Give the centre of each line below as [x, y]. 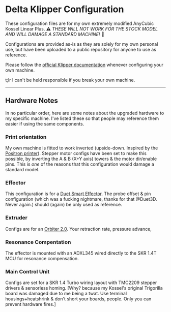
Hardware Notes [32, 101]
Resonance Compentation [38, 242]
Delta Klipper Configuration [65, 9]
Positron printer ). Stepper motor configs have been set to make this [76, 153]
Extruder [17, 218]
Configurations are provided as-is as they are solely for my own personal [82, 44]
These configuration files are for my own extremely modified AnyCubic [80, 23]
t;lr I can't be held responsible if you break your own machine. [70, 80]
